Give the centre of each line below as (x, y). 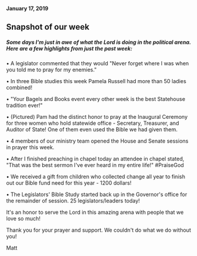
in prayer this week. (30, 147)
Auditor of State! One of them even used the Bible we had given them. (92, 129)
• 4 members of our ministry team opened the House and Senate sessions (97, 141)
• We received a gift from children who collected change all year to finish (96, 176)
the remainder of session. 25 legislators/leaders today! (73, 200)
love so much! (23, 218)
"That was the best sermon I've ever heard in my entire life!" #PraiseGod (95, 165)
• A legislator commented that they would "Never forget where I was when (98, 63)
